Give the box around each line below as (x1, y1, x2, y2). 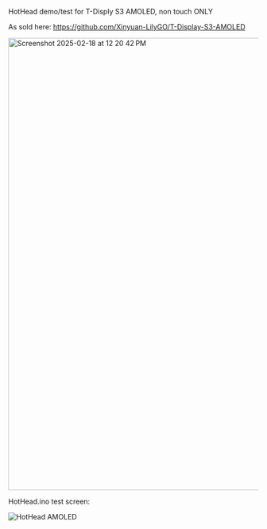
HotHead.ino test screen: (8, 496, 91, 506)
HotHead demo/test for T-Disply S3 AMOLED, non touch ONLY (8, 7, 213, 16)
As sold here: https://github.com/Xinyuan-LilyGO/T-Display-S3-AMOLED (8, 22, 246, 31)
